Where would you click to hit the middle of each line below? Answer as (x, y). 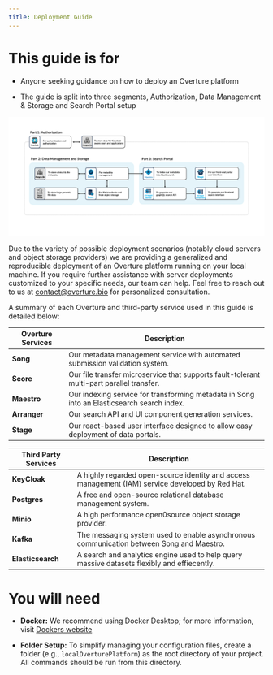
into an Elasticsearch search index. (127, 403)
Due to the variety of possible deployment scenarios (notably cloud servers (135, 249)
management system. (113, 504)
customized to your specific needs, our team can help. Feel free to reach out (136, 283)
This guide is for (64, 58)
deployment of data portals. (115, 434)
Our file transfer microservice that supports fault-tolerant (165, 374)
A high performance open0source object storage (159, 515)
